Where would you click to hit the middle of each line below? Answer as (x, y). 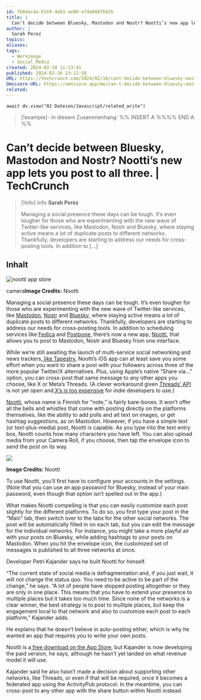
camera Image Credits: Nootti (42, 290)
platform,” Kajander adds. (38, 617)
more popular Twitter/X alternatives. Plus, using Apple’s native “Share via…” (99, 371)
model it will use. (27, 660)
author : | (19, 28)
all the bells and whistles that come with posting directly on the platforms (96, 408)
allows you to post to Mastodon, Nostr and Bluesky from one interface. (93, 340)
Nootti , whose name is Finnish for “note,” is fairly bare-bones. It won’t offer (99, 402)
